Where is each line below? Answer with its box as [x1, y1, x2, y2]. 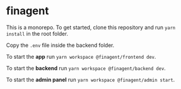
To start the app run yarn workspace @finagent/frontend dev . [6, 53, 156, 60]
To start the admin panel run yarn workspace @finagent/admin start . [6, 76, 175, 83]
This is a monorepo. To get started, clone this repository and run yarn [6, 24, 176, 31]
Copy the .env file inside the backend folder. [6, 42, 115, 49]
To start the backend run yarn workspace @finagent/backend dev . [6, 64, 166, 72]
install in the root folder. [6, 30, 68, 37]
